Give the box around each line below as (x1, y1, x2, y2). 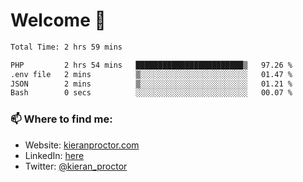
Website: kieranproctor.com (24, 139, 140, 151)
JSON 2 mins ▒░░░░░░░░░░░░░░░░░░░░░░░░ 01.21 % (10, 79, 293, 89)
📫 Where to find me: (10, 112, 113, 126)
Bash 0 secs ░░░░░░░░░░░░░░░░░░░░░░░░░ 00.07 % (10, 88, 293, 98)
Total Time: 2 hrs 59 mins (10, 42, 123, 52)
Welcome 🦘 (10, 9, 107, 32)
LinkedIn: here (24, 149, 85, 161)
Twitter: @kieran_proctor (24, 160, 128, 172)
